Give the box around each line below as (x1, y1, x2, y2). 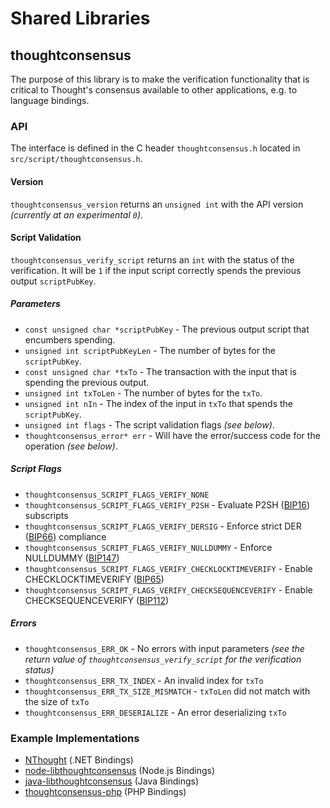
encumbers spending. (24, 333, 116, 346)
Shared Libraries (10, 7, 151, 30)
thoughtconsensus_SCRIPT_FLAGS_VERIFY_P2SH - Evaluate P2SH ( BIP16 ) (24, 498, 311, 511)
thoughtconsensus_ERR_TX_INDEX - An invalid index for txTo (24, 674, 264, 686)
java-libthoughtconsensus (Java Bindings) (24, 775, 200, 787)
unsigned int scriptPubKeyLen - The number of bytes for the (24, 344, 276, 356)
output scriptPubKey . (10, 275, 97, 287)
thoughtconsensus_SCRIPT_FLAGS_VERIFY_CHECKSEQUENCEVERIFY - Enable (24, 583, 313, 596)
